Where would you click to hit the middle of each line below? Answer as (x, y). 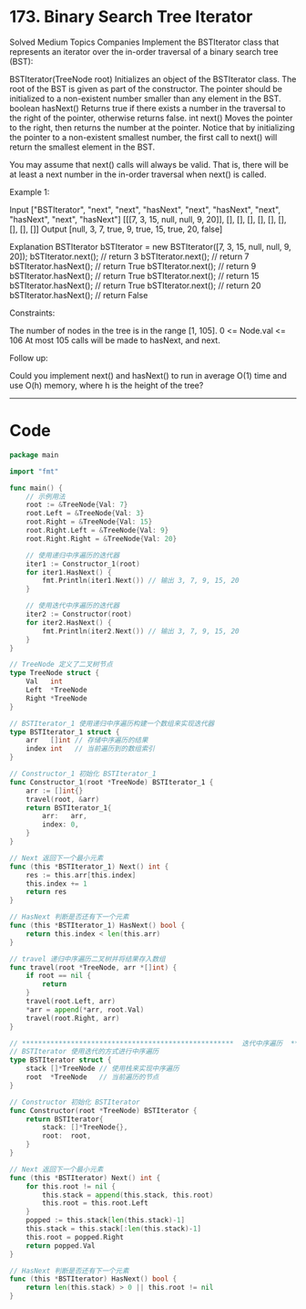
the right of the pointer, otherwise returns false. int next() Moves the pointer (151, 118)
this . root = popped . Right (75, 1237)
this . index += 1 (57, 883)
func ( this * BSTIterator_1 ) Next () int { (89, 867)
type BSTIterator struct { (61, 1060)
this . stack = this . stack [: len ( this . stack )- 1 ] (114, 1229)
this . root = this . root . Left (95, 1203)
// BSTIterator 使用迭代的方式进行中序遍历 (84, 1052)
